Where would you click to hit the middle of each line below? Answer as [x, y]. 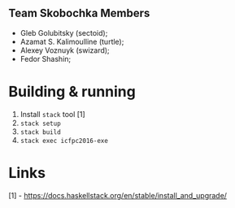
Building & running [72, 92]
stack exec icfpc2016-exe [64, 141]
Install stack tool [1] [52, 114]
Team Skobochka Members [79, 13]
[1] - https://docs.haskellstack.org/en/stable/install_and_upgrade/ [118, 195]
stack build [40, 132]
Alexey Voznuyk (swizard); [65, 50]
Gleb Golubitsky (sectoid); [64, 32]
